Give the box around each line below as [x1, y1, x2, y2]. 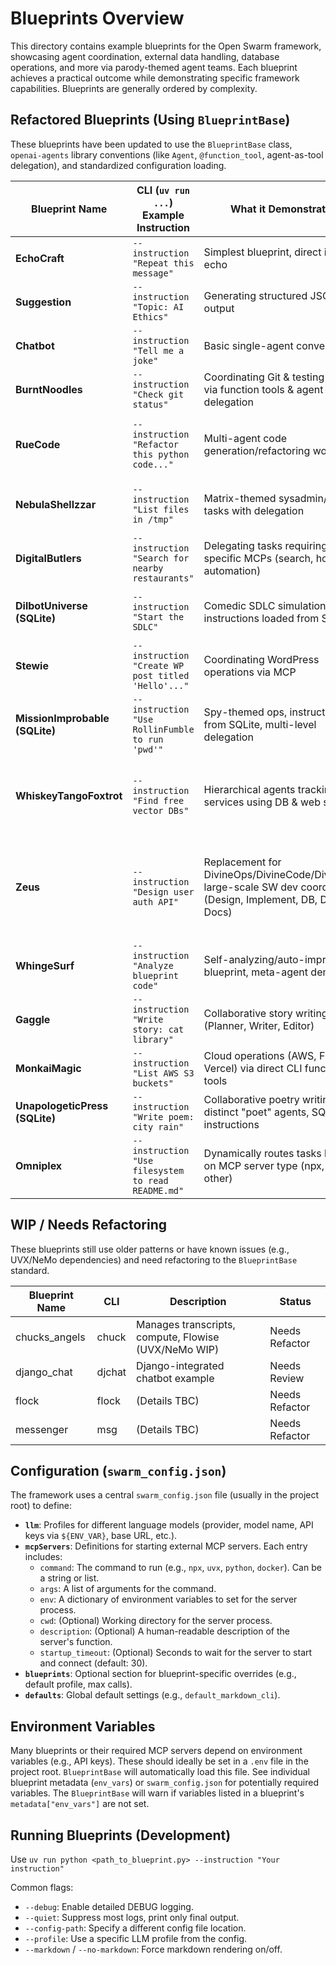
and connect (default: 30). [39, 1657, 148, 1669]
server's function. [39, 1636, 113, 1648]
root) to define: [10, 1500, 72, 1512]
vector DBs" [132, 805, 190, 816]
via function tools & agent [203, 382, 324, 396]
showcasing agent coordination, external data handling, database [10, 50, 280, 62]
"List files [132, 503, 190, 515]
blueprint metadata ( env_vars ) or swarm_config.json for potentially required [10, 1777, 319, 1789]
